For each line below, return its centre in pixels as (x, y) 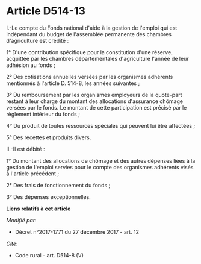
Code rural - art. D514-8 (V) (49, 255)
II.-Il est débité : (26, 149)
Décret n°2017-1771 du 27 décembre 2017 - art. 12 (77, 232)
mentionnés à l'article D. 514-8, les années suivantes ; (73, 83)
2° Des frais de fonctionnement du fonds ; (58, 185)
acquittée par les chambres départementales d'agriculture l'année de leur (97, 58)
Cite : (12, 244)
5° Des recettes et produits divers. (49, 137)
